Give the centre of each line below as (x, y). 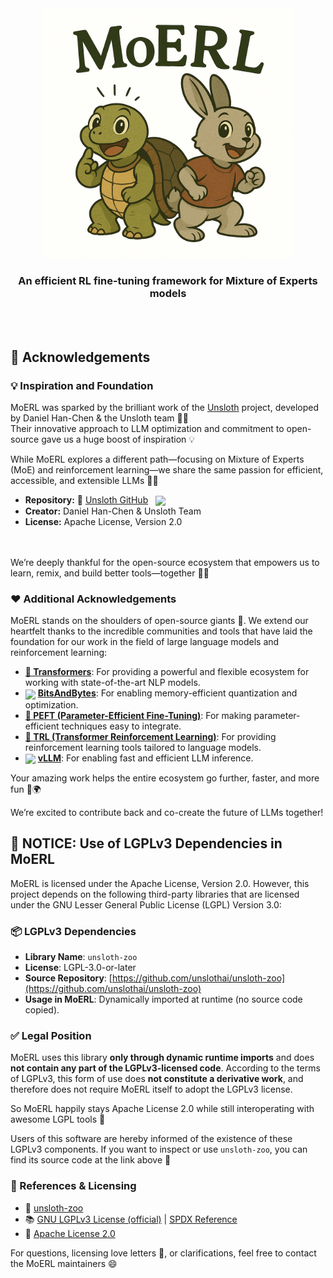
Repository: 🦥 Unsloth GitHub (86, 499)
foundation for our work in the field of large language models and (145, 642)
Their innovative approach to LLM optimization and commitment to (147, 428)
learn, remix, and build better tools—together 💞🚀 (110, 573)
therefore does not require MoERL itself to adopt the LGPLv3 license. (151, 1089)
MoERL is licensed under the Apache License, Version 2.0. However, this (160, 883)
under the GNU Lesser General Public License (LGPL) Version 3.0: (146, 904)
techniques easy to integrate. (121, 726)
